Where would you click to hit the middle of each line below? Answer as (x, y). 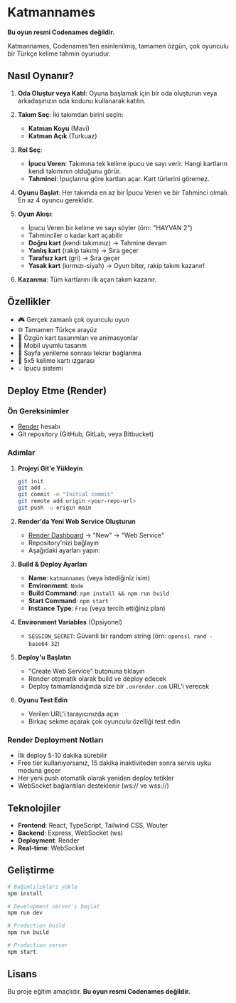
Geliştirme (31, 870)
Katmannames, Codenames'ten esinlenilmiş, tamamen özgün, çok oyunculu (118, 46)
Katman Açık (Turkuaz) (63, 135)
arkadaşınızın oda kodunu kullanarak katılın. (81, 101)
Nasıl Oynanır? (41, 76)
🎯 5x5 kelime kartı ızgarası (56, 360)
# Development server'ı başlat (54, 906)
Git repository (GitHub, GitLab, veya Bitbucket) (86, 434)
